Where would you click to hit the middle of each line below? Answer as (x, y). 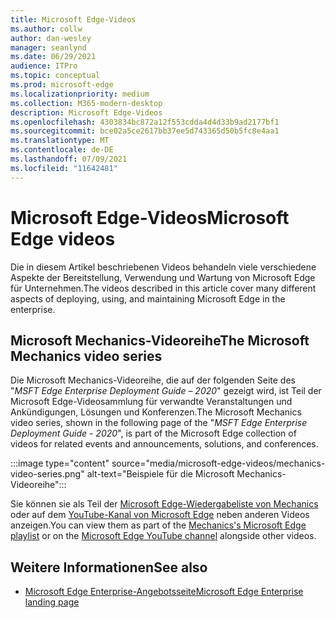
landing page (52, 602)
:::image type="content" (60, 463)
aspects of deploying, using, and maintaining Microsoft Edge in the (148, 298)
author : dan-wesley (51, 38)
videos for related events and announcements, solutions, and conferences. (164, 444)
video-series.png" (47, 474)
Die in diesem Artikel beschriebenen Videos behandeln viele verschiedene (163, 267)
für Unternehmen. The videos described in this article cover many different (163, 288)
